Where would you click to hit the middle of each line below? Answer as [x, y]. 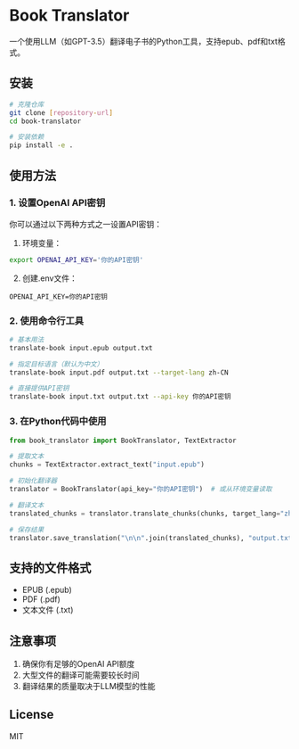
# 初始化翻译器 [33, 481]
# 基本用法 [27, 340]
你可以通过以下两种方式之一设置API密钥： [86, 224]
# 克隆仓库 [27, 104]
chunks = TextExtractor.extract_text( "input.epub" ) [107, 465]
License [32, 715]
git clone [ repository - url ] [61, 112]
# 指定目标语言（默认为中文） [57, 364]
